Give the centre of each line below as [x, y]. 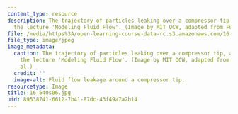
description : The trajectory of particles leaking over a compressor [112, 21]
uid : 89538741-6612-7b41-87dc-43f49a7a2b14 [73, 100]
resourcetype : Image [38, 86]
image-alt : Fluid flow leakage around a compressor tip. [100, 80]
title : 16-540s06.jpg [39, 93]
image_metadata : [31, 47]
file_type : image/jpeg [41, 40]
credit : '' [30, 73]
